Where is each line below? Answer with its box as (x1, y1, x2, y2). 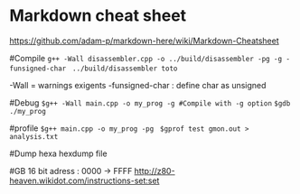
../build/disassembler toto (71, 64, 178, 73)
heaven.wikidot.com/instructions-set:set (9, 175, 160, 186)
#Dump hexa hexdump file (9, 148, 108, 159)
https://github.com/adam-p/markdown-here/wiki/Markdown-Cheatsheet (9, 35, 280, 46)
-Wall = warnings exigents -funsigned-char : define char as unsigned (9, 79, 267, 90)
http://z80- (134, 165, 175, 176)
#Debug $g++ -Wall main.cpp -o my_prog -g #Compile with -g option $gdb (9, 97, 291, 108)
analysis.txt (9, 132, 59, 141)
